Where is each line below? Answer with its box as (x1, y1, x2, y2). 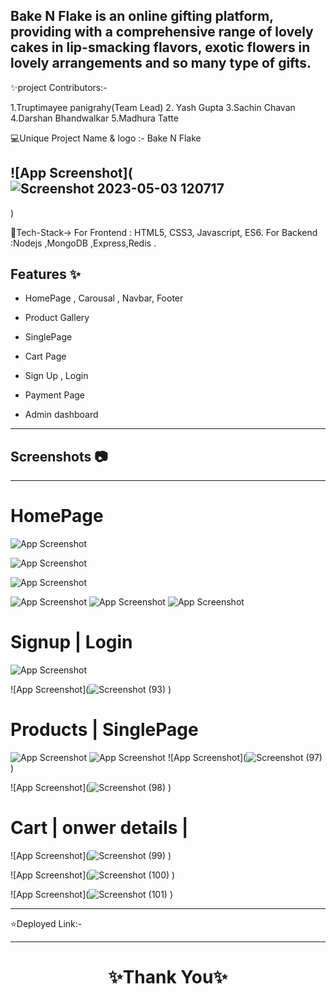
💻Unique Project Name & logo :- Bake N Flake (10, 132, 202, 144)
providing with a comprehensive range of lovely (10, 24, 314, 41)
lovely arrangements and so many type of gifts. (10, 55, 312, 72)
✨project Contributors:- (10, 81, 108, 93)
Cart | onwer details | (10, 817, 189, 839)
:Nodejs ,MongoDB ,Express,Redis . (10, 237, 157, 249)
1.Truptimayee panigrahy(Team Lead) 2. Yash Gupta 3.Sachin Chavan (10, 101, 296, 113)
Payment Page (24, 389, 86, 401)
